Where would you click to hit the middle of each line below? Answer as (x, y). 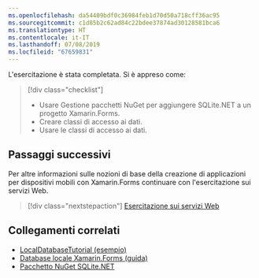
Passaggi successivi (60, 155)
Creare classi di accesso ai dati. (91, 122)
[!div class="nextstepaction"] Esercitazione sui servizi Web (123, 206)
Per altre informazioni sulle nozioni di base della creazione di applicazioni (127, 173)
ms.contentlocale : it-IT (49, 37)
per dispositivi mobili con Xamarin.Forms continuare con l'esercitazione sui (129, 182)
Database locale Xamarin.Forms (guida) (83, 258)
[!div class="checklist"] (65, 90)
